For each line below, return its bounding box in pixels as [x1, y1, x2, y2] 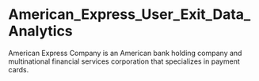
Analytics [8, 22, 73, 40]
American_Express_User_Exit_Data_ [8, 6, 251, 24]
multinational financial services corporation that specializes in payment [8, 57, 240, 66]
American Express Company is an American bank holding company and [8, 48, 242, 57]
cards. [8, 64, 29, 74]
